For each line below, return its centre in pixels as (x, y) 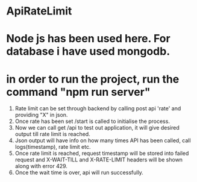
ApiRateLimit (39, 11)
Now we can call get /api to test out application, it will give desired (97, 128)
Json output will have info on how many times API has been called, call (103, 140)
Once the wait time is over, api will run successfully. (79, 172)
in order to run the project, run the (93, 79)
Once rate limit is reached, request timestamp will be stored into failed (102, 153)
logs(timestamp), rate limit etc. (53, 147)
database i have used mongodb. (88, 52)
